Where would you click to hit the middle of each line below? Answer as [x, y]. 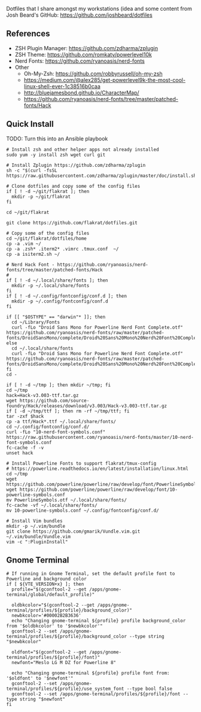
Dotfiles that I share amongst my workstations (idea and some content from [99, 9]
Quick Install [30, 124]
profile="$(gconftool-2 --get [49, 589]
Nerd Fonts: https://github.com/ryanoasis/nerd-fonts [80, 61]
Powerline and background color [46, 579]
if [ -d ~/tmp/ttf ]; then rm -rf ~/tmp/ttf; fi [68, 411]
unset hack [20, 453]
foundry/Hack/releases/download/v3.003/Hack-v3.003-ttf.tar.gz [87, 406]
